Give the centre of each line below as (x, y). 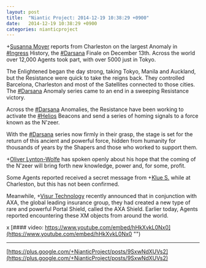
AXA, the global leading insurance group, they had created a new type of (98, 202)
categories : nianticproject (42, 29)
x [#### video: (25, 228)
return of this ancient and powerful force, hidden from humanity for (91, 141)
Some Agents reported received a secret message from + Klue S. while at (99, 178)
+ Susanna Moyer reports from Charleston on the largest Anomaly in (92, 47)
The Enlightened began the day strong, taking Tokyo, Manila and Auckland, (101, 72)
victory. (16, 98)
